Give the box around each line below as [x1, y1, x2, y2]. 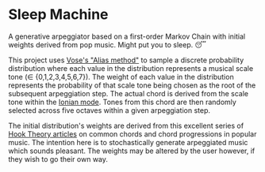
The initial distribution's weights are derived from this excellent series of [8, 121, 244, 130]
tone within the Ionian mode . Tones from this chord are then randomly [8, 97, 236, 107]
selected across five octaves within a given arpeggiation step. [8, 105, 211, 115]
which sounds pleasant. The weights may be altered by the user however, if [8, 146, 255, 155]
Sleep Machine [8, 6, 109, 24]
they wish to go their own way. [8, 154, 109, 163]
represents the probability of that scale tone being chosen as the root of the [8, 80, 256, 90]
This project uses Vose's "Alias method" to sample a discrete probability [8, 55, 244, 65]
